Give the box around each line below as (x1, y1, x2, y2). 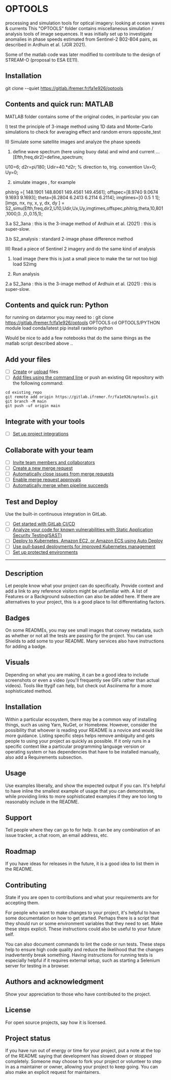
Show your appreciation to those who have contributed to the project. (5, 991, 151, 997)
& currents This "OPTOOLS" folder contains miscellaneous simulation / (5, 25, 154, 31)
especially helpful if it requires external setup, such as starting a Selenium (5, 957, 160, 963)
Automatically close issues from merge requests (12, 471, 114, 477)
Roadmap (5, 847, 37, 856)
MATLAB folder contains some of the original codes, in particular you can (5, 113, 159, 120)
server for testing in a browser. (5, 962, 70, 968)
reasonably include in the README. (5, 798, 79, 805)
